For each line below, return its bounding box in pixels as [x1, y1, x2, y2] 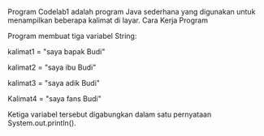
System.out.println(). [7, 118, 76, 128]
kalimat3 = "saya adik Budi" [7, 79, 101, 87]
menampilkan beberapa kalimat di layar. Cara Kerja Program [7, 15, 209, 25]
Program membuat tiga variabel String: [7, 32, 137, 40]
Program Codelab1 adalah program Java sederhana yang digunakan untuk [7, 7, 256, 16]
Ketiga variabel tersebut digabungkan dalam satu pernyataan [7, 109, 212, 119]
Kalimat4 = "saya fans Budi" [7, 94, 102, 104]
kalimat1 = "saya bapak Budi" [7, 47, 106, 56]
